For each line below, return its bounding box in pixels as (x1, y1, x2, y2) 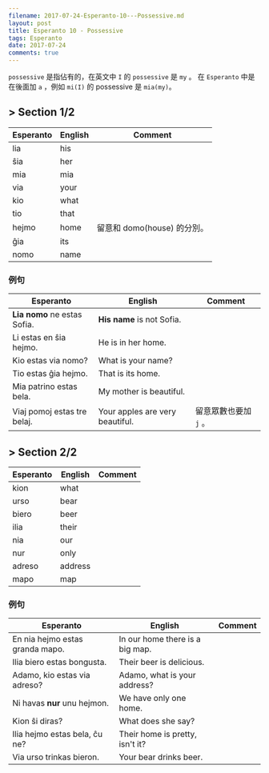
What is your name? (98, 355, 174, 366)
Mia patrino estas (12, 381, 78, 392)
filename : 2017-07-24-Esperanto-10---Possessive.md (8, 11, 184, 20)
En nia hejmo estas (12, 634, 84, 645)
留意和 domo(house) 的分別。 (96, 222, 209, 233)
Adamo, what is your (118, 670, 196, 681)
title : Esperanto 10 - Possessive (8, 26, 124, 34)
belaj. (12, 416, 34, 427)
